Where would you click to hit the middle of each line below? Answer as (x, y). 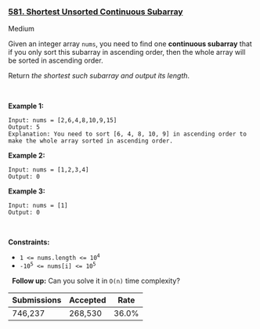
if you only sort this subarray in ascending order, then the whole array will (127, 52)
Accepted (88, 300)
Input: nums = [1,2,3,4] (49, 170)
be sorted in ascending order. (56, 60)
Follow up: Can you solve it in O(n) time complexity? (96, 281)
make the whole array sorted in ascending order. (91, 141)
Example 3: (27, 191)
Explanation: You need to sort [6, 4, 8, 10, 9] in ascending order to (127, 134)
